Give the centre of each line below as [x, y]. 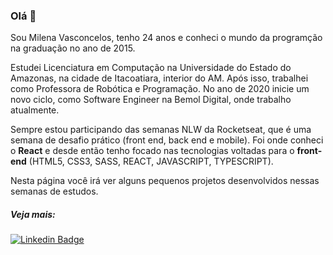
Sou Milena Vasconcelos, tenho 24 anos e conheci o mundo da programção [166, 38]
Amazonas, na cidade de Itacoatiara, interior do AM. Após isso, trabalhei [159, 78]
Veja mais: [33, 214]
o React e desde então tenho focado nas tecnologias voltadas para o [152, 151]
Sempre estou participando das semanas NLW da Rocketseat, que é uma [161, 130]
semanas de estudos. [54, 191]
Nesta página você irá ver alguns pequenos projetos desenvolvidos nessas [165, 181]
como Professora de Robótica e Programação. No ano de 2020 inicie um [160, 89]
